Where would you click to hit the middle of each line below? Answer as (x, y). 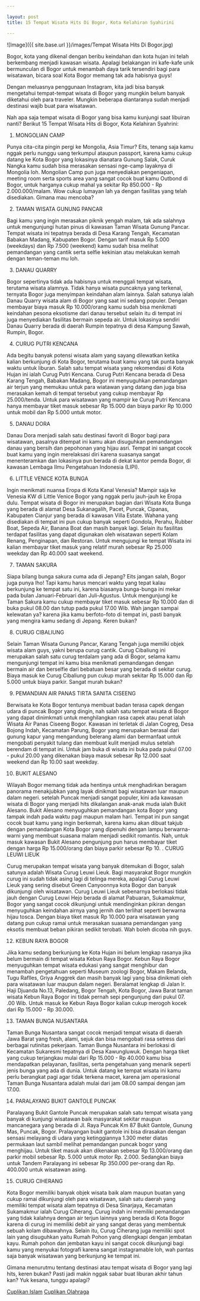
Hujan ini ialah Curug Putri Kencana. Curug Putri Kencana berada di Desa (96, 374)
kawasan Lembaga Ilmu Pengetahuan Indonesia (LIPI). (73, 467)
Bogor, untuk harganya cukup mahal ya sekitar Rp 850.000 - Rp (85, 185)
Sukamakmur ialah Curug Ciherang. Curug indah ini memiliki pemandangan (99, 1211)
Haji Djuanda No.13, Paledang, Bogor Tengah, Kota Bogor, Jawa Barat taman (100, 990)
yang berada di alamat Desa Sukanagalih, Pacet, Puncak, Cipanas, (88, 509)
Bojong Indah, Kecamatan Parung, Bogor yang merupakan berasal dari (93, 730)
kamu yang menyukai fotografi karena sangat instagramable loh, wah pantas (100, 1249)
